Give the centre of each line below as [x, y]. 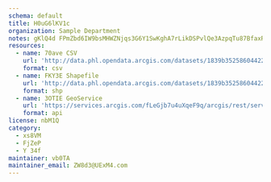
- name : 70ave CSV [47, 53]
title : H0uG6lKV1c [39, 23]
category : [25, 128]
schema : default [35, 16]
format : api [43, 114]
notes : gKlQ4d [32, 38]
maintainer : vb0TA [39, 158]
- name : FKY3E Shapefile [57, 76]
